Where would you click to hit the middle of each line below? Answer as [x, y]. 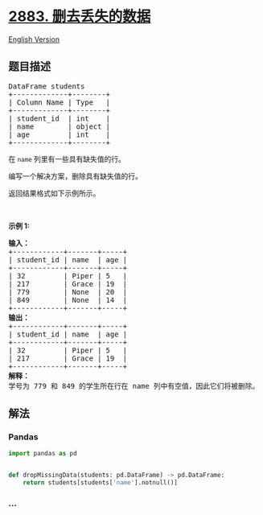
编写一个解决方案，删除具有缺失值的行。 [75, 176]
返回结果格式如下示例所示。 [54, 193]
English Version [34, 39]
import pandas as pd [43, 454]
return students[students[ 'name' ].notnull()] [101, 483]
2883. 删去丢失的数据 [80, 16]
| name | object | [60, 126]
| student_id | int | [60, 118]
